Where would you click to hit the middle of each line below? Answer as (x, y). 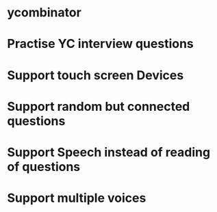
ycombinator (44, 13)
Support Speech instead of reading (109, 152)
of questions (44, 167)
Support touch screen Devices (95, 75)
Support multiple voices (77, 198)
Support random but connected (99, 106)
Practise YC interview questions (100, 44)
